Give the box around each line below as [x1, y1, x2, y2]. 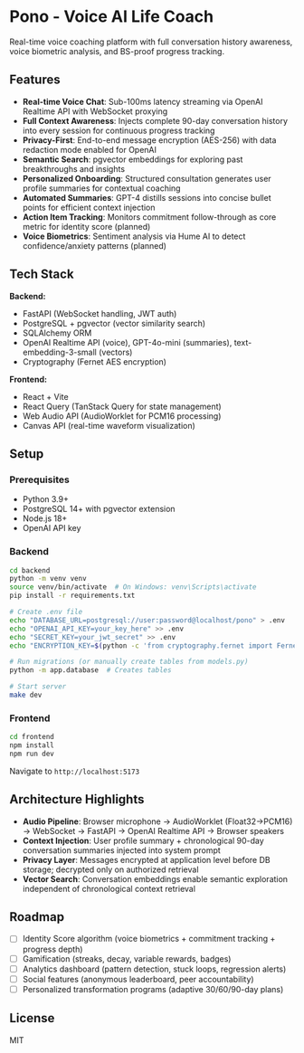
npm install [9, 741, 54, 750]
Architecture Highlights [9, 792, 145, 807]
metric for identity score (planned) [22, 221, 151, 232]
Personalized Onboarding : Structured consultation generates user [22, 173, 271, 184]
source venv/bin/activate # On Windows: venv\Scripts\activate [9, 583, 257, 592]
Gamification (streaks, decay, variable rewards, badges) [22, 953, 232, 964]
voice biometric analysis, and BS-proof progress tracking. [9, 45, 224, 56]
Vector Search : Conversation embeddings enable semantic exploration [22, 873, 288, 884]
